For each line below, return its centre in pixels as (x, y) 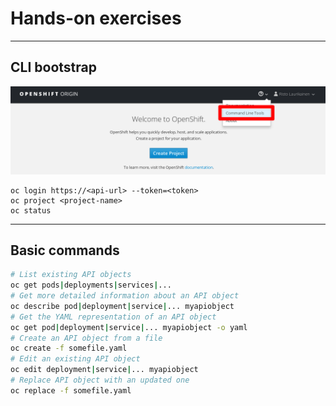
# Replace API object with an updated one (100, 380)
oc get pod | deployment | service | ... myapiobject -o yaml (129, 327)
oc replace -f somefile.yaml (71, 390)
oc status (31, 210)
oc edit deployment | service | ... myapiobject (104, 370)
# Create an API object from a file (86, 338)
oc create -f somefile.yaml (69, 348)
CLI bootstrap (53, 67)
